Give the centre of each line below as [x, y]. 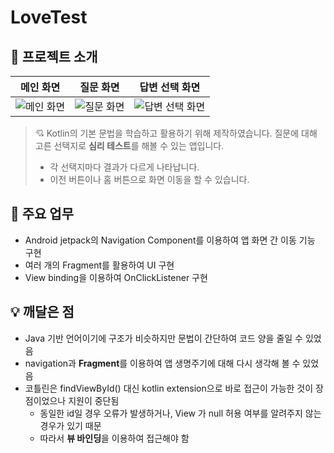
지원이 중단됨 [94, 400]
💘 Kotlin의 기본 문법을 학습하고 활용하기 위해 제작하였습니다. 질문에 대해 [176, 133]
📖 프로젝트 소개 [54, 56]
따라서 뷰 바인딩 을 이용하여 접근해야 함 [114, 438]
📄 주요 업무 [42, 214]
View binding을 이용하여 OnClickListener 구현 [116, 277]
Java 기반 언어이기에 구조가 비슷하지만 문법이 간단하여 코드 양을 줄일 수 [163, 338]
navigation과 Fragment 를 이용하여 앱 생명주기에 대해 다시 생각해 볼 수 [162, 363]
